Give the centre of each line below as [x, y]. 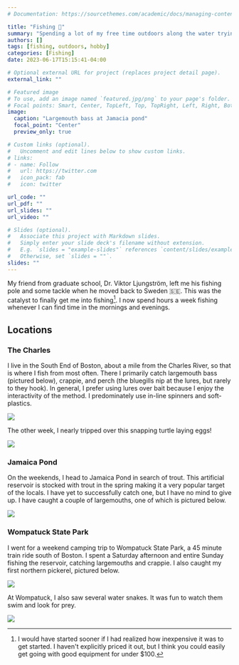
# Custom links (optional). [49, 144]
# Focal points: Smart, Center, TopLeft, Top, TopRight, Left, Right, [114, 105]
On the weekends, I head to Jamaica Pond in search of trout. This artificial [116, 478]
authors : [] [25, 40]
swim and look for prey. [42, 605]
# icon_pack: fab [36, 178]
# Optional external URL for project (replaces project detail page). [114, 73]
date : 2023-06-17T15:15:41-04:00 [57, 60]
